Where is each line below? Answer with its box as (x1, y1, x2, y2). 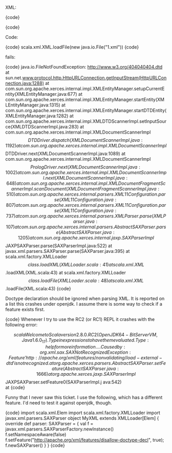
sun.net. (5, 75, 23, 81)
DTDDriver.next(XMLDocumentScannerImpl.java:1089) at (5, 150, 126, 157)
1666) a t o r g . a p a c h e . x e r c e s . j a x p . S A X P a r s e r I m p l (36, 371, 136, 377)
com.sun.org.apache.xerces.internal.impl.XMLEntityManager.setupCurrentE (5, 85, 165, 92)
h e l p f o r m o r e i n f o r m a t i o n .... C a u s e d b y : (45, 343, 125, 350)
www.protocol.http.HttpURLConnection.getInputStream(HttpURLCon (22, 75, 167, 81)
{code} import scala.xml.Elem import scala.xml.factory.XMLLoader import (5, 409, 160, 416)
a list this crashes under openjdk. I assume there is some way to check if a (5, 301, 162, 307)
